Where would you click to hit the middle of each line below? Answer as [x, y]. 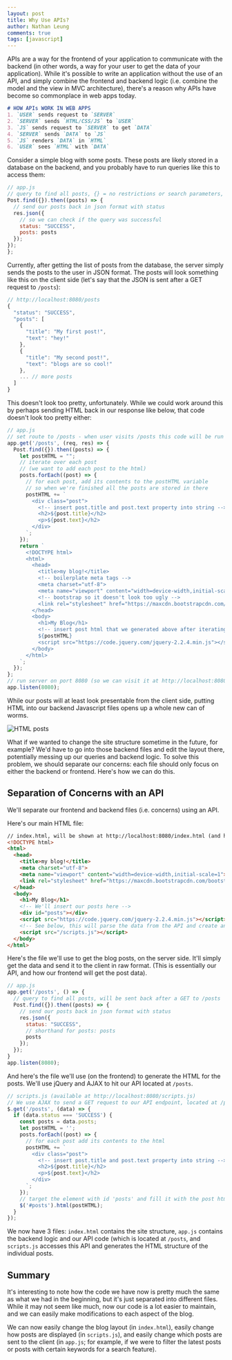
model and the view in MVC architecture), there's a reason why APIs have [112, 89]
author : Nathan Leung [38, 26]
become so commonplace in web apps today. [72, 96]
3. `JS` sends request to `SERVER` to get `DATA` [80, 128]
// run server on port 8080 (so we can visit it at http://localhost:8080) [118, 681]
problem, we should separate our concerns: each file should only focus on [113, 764]
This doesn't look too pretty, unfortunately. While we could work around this [115, 403]
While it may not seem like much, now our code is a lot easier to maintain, [112, 1307]
